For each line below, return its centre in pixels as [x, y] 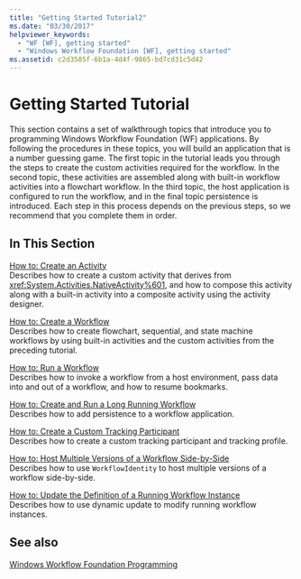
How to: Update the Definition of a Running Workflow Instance [125, 495]
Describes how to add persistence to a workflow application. [122, 414]
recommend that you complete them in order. [93, 215]
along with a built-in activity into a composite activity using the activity [140, 294]
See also [34, 542]
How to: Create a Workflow [59, 321]
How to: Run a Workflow [54, 367]
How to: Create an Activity [58, 265]
